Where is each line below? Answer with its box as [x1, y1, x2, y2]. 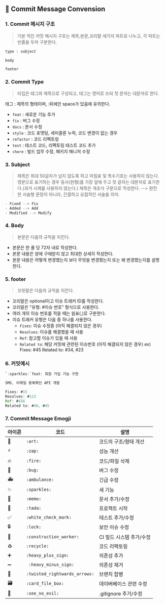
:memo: [26, 496, 42, 502]
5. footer [5, 275, 26, 282]
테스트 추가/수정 [99, 514, 134, 521]
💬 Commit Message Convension [5, 5, 105, 13]
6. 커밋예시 [5, 360, 30, 367]
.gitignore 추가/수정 [99, 590, 143, 597]
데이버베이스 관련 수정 [99, 580, 147, 587]
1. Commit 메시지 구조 [5, 21, 55, 28]
